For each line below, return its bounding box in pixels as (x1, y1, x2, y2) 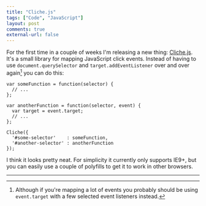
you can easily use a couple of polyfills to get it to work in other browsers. (6, 162, 193, 170)
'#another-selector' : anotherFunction (12, 140, 114, 146)
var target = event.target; (12, 108, 84, 114)
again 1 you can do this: (6, 68, 64, 77)
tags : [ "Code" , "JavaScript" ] (6, 15, 84, 21)
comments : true (6, 26, 45, 32)
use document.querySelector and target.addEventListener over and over (6, 62, 190, 69)
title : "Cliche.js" (6, 9, 56, 15)
